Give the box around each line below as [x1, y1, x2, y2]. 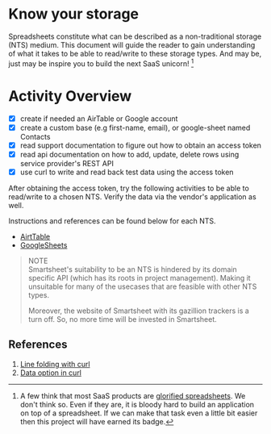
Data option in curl [19, 368, 82, 378]
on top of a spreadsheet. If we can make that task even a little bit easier [19, 408, 258, 418]
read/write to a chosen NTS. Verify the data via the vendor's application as [8, 191, 256, 202]
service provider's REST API [19, 158, 115, 168]
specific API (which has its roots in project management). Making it [27, 273, 252, 282]
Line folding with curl [19, 359, 90, 369]
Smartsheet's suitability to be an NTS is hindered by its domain [27, 264, 238, 274]
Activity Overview [8, 86, 132, 105]
